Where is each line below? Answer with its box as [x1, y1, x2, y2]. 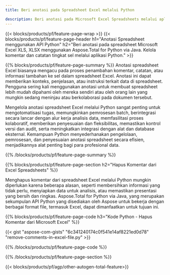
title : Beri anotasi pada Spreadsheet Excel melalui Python [5, 7, 135, 13]
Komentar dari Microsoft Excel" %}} [5, 219, 80, 225]
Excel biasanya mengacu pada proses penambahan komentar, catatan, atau [5, 67, 163, 74]
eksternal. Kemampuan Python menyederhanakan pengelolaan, [5, 131, 138, 137]
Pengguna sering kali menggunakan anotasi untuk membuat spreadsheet [5, 83, 158, 89]
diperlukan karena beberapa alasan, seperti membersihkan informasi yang [5, 182, 160, 188]
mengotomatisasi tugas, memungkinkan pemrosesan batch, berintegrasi [5, 110, 156, 116]
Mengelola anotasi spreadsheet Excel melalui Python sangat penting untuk [5, 104, 161, 110]
